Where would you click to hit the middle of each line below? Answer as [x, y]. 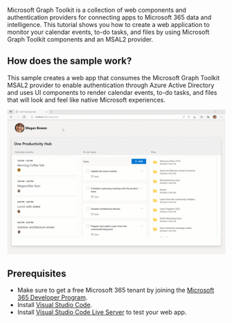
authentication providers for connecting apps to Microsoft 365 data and [109, 17]
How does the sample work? [70, 61]
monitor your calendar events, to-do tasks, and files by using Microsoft [108, 32]
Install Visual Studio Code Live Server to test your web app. [102, 312]
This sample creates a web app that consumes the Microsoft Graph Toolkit [114, 77]
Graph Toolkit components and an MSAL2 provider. [80, 39]
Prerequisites [37, 274]
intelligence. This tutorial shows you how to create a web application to [108, 25]
